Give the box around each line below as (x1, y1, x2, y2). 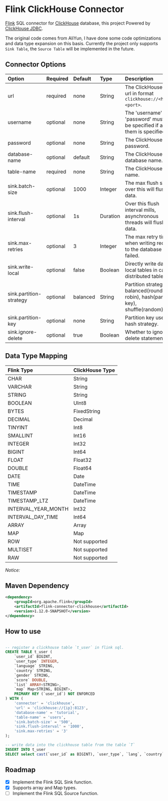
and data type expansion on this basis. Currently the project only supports (5, 40, 158, 46)
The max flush (124, 179, 158, 186)
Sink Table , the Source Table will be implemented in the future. (5, 46, 135, 52)
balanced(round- (124, 287, 166, 294)
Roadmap (5, 765, 36, 774)
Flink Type (7, 367, 33, 374)
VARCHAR (7, 383, 32, 390)
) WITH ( (5, 696, 23, 701)
